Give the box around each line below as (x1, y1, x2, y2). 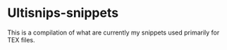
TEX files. (7, 35, 35, 44)
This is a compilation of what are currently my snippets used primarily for (7, 28, 220, 37)
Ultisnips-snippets (7, 5, 118, 21)
